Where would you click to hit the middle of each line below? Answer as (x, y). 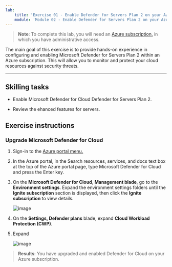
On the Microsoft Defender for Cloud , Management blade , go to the (85, 182)
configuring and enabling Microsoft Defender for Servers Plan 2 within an (83, 55)
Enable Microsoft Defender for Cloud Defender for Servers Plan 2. (82, 99)
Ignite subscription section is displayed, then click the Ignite (77, 193)
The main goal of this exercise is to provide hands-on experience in (76, 50)
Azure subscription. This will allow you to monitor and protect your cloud (82, 61)
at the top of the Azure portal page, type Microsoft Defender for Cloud (87, 166)
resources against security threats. (42, 66)
